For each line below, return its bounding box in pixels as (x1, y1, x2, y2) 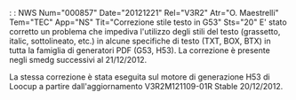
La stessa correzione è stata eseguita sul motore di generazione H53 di (9, 72, 270, 82)
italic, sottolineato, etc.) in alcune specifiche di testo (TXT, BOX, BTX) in (9, 35, 271, 46)
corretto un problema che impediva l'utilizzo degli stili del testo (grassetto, (9, 27, 281, 36)
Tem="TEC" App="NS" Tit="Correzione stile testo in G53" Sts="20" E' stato (9, 17, 287, 27)
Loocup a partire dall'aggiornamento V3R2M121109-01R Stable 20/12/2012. (9, 81, 284, 91)
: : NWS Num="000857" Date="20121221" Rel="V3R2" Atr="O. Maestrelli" (9, 8, 279, 18)
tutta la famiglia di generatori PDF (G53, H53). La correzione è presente (9, 45, 271, 56)
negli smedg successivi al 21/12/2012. (9, 55, 148, 65)
